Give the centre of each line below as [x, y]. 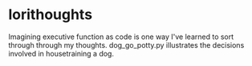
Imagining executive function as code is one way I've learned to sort [121, 37]
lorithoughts [51, 15]
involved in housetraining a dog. [61, 53]
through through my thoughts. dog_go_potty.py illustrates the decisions [126, 45]
